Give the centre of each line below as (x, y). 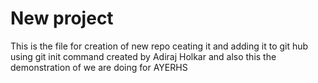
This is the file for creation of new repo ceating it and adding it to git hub (159, 46)
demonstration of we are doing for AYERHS (99, 67)
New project (62, 18)
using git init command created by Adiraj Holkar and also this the (143, 56)
